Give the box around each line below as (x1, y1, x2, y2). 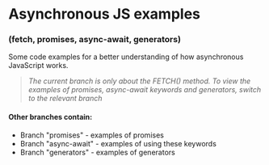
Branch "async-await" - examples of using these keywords (19, 138, 216, 148)
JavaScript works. (8, 61, 69, 70)
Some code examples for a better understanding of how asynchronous (8, 52, 244, 61)
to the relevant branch (27, 94, 103, 104)
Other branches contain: (8, 112, 93, 122)
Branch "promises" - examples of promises (19, 130, 164, 140)
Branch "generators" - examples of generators (19, 147, 175, 157)
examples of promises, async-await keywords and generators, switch (27, 85, 262, 95)
